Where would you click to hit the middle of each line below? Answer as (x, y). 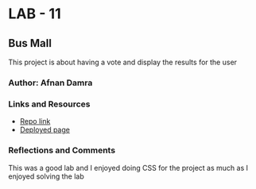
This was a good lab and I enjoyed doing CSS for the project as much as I (128, 168)
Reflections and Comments (62, 150)
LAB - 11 (35, 14)
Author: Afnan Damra (50, 83)
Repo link (35, 121)
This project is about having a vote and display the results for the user (122, 62)
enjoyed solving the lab (47, 176)
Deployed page (45, 130)
